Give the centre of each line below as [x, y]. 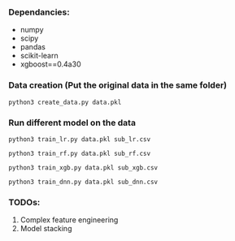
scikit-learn [39, 56]
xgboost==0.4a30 [50, 64]
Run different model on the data [72, 123]
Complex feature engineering [69, 220]
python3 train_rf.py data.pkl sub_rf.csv [80, 153]
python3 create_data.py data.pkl [65, 102]
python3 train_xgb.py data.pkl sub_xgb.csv [83, 168]
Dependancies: [39, 12]
